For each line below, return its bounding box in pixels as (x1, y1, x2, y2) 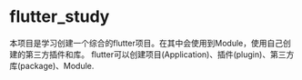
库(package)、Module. (9, 60, 95, 71)
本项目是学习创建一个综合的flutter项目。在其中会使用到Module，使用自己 (9, 37, 284, 48)
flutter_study (9, 6, 110, 27)
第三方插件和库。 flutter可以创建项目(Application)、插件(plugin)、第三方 (25, 48, 295, 60)
